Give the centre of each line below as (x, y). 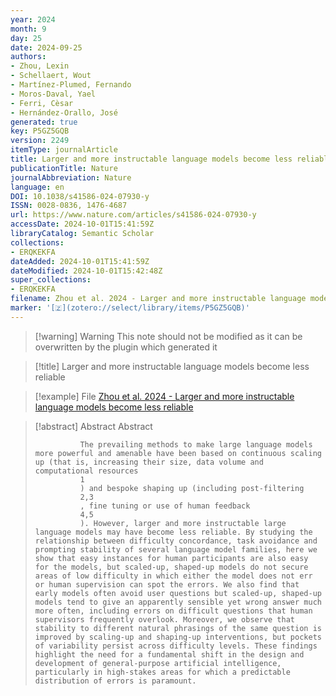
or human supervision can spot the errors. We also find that (167, 584)
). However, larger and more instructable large (183, 523)
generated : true (44, 122)
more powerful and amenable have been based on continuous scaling (178, 453)
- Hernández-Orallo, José (64, 112)
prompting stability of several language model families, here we (176, 549)
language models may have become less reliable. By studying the (173, 532)
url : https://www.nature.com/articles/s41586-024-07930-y (133, 215)
